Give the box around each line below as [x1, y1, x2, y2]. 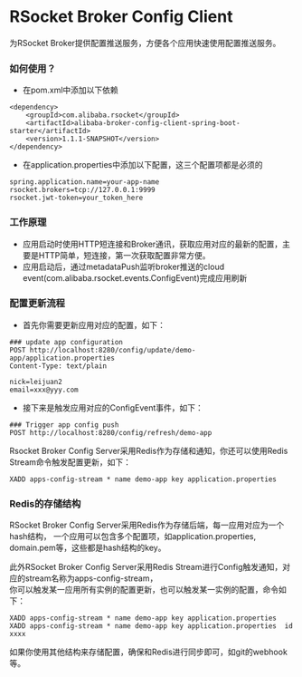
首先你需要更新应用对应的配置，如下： [22, 319, 165, 330]
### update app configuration [9, 337, 124, 346]
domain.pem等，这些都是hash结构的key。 [9, 542, 166, 554]
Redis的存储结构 [9, 497, 81, 509]
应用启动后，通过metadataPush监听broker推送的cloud [22, 261, 225, 272]
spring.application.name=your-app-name [9, 178, 160, 187]
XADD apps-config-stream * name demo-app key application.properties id [9, 622, 294, 631]
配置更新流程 [9, 297, 66, 310]
